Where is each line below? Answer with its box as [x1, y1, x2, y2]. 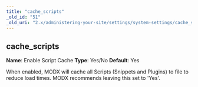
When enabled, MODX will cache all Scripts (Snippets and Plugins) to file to [6, 68, 189, 75]
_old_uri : [6, 19, 31, 25]
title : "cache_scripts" [6, 8, 65, 15]
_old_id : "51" [6, 14, 41, 20]
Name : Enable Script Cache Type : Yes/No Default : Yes [6, 57, 140, 64]
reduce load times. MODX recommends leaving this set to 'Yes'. [6, 75, 161, 82]
